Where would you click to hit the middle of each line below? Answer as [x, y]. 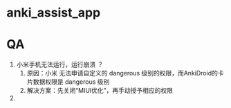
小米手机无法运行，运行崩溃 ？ [60, 64]
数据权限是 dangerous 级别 [71, 82]
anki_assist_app [54, 13]
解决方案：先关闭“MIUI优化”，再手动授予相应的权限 [100, 91]
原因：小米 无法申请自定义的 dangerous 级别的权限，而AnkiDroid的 [122, 73]
